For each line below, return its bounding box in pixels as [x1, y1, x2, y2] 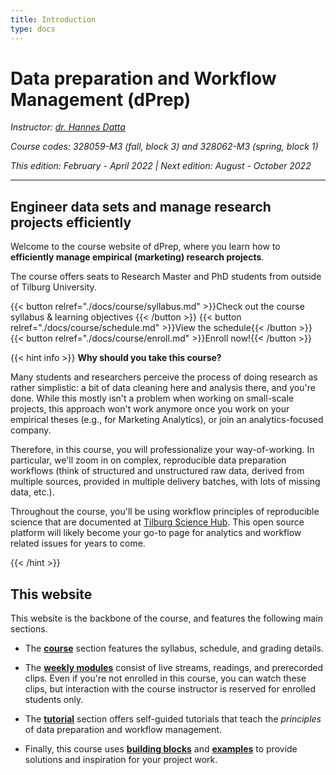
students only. [24, 694, 84, 706]
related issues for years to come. [10, 537, 146, 550]
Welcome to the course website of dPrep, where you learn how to [10, 241, 281, 253]
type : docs [10, 24, 56, 34]
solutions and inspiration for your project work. [24, 754, 218, 766]
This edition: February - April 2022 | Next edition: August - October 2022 [10, 160, 312, 172]
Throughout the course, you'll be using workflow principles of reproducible [10, 506, 320, 518]
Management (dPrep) [10, 88, 192, 111]
